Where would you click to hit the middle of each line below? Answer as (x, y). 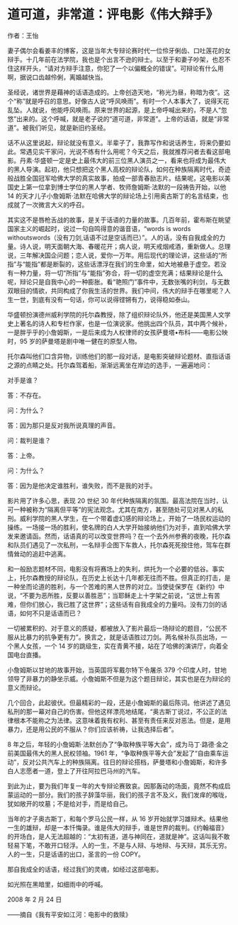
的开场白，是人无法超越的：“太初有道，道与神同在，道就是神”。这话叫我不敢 (119, 836)
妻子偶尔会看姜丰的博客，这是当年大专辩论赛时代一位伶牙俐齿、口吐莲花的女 (119, 50)
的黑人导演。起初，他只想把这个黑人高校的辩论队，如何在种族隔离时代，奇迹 (119, 169)
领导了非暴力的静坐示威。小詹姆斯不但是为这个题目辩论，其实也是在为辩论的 (119, 678)
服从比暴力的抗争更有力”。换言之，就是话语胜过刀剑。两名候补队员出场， (114, 637)
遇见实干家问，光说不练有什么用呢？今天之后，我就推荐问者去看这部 (125, 151)
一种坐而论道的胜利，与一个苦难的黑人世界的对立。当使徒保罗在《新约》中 (116, 586)
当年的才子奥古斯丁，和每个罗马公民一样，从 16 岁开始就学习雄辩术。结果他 (118, 819)
